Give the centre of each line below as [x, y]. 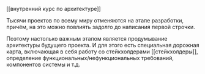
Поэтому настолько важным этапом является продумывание [87, 39]
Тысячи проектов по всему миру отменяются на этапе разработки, [95, 20]
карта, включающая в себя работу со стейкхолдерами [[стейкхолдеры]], [102, 52]
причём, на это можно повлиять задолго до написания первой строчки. [101, 27]
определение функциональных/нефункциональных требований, [90, 58]
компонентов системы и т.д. [43, 64]
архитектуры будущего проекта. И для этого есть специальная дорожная [103, 45]
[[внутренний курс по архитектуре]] [54, 9]
